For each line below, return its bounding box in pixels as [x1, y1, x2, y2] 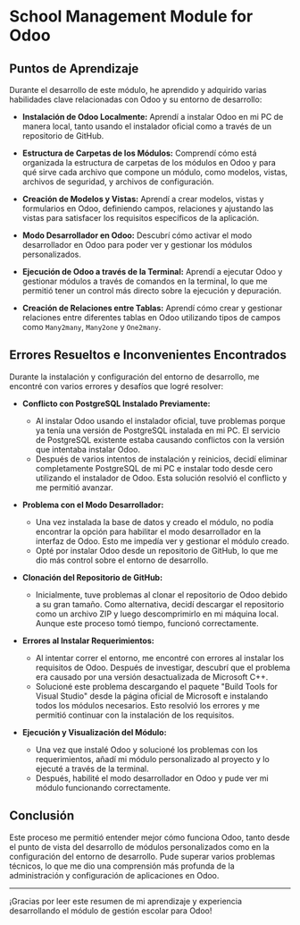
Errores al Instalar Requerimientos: [21, 635, 154, 646]
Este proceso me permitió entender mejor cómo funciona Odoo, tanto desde [9, 832, 290, 843]
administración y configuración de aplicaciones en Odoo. [9, 870, 220, 880]
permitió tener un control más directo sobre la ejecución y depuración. [21, 285, 282, 296]
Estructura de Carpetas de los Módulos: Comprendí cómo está [21, 148, 257, 158]
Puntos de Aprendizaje [9, 61, 139, 76]
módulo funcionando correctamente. [35, 782, 171, 793]
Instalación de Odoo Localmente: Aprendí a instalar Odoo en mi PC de [21, 112, 284, 122]
